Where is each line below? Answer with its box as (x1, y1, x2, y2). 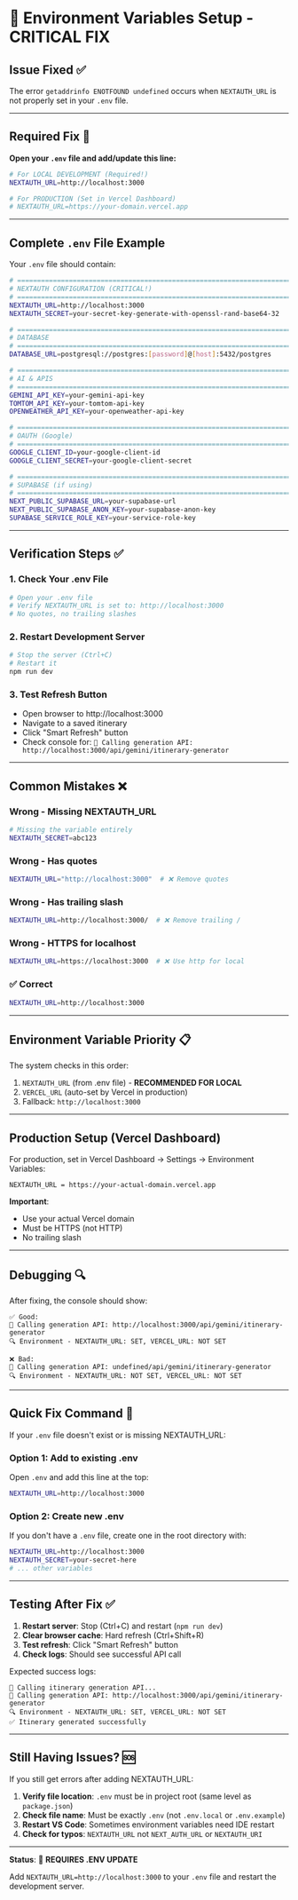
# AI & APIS (9, 374, 53, 383)
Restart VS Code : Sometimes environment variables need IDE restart (21, 1819, 275, 1830)
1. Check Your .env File (9, 573, 109, 585)
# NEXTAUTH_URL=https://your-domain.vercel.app (9, 202, 189, 211)
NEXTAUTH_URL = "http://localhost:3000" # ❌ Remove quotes (9, 875, 229, 884)
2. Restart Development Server (9, 630, 145, 643)
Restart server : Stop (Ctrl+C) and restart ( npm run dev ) (21, 1620, 223, 1631)
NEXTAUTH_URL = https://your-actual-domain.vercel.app (9, 1181, 216, 1190)
